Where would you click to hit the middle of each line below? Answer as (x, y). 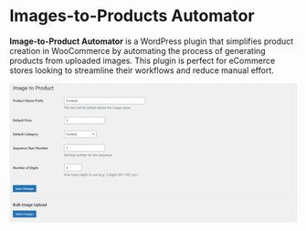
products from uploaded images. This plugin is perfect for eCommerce (142, 60)
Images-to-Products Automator (132, 16)
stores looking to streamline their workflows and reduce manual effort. (142, 70)
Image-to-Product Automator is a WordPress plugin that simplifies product (152, 41)
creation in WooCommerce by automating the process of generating (138, 50)
